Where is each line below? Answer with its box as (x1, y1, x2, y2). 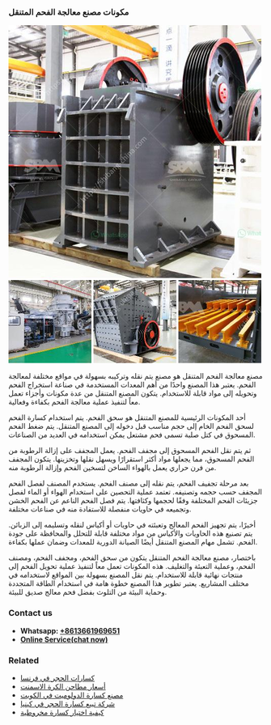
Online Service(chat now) (19, 634, 108, 644)
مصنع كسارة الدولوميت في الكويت (19, 690, 124, 700)
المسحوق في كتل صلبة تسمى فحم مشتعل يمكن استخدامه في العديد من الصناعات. (8, 430, 256, 439)
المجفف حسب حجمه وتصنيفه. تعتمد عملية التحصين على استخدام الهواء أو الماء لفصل (8, 487, 263, 497)
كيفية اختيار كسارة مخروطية (19, 707, 104, 717)
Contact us (8, 608, 53, 619)
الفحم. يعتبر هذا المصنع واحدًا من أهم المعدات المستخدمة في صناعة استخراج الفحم (8, 379, 256, 390)
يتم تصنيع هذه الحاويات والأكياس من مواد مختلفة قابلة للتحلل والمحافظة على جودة (8, 528, 253, 538)
